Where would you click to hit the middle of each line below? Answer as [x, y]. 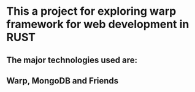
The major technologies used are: [72, 60]
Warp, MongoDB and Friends [63, 81]
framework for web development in [98, 24]
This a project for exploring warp [91, 11]
